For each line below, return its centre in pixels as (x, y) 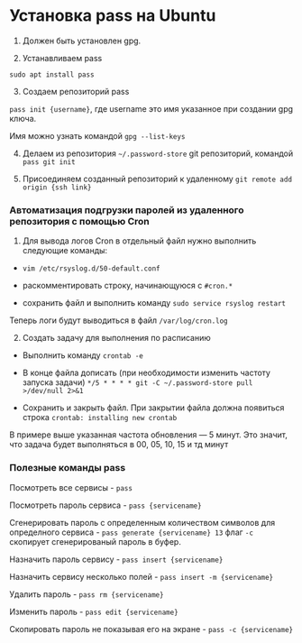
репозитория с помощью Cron (80, 221)
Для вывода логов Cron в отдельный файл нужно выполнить (139, 241)
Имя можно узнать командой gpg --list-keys (97, 135)
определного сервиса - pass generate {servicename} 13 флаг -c (132, 532)
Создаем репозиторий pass (76, 91)
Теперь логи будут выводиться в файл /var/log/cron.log (119, 320)
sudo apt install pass (52, 74)
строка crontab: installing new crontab (100, 418)
